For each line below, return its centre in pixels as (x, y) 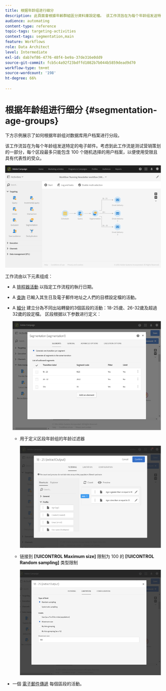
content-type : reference (31, 26)
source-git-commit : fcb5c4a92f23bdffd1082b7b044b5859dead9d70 (70, 63)
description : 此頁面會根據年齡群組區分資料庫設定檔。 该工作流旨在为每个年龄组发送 (81, 16)
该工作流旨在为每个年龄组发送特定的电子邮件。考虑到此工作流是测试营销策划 (83, 145)
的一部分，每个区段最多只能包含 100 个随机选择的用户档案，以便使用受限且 (82, 152)
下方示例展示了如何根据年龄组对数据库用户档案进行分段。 (63, 135)
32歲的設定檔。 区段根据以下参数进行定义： (57, 314)
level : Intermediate (26, 52)
